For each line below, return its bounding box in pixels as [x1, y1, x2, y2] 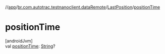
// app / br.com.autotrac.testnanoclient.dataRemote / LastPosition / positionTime [5, 4, 160, 10]
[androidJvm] [5, 38, 33, 44]
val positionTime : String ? [5, 43, 55, 49]
